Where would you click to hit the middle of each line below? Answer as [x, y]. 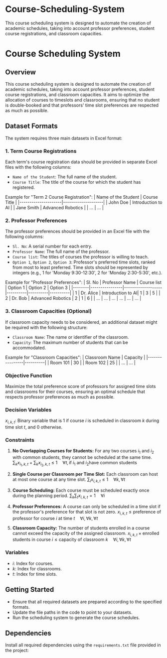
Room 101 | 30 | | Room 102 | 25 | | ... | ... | [93, 363]
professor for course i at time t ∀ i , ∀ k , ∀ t [55, 518]
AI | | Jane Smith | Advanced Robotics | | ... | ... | [54, 208]
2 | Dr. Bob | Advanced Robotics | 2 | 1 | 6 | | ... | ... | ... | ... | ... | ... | [73, 298]
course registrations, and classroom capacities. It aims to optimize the [77, 94]
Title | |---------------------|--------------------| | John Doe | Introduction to [84, 202]
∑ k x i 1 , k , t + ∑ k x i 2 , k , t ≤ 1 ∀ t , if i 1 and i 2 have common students [75, 464]
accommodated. [29, 348]
